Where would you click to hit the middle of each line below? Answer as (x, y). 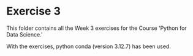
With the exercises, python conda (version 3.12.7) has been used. (89, 46)
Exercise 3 (34, 11)
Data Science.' (25, 34)
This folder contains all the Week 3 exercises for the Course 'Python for (96, 28)
